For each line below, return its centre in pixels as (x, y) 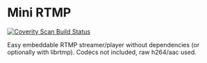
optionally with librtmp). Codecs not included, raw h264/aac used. (102, 52)
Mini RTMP (39, 13)
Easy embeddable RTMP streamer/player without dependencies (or (104, 45)
